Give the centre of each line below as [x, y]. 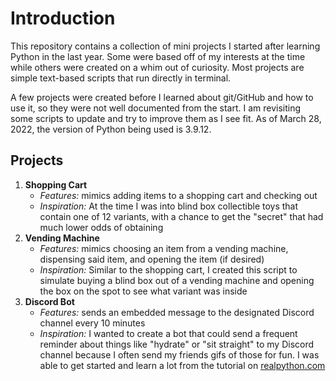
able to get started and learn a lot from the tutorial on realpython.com [182, 365]
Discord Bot [49, 301]
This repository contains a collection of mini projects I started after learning [165, 46]
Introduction [63, 18]
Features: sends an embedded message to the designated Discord [177, 312]
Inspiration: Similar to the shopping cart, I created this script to [168, 269]
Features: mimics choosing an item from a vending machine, [164, 248]
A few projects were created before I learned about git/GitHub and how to [162, 97]
